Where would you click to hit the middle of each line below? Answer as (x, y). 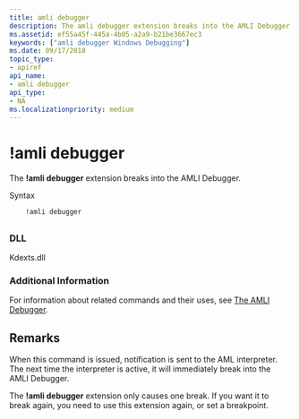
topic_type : (31, 59)
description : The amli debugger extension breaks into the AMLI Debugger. (152, 26)
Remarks (35, 338)
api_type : (28, 92)
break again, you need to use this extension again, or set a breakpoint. (139, 406)
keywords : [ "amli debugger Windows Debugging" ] (100, 43)
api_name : (28, 76)
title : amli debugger (50, 17)
